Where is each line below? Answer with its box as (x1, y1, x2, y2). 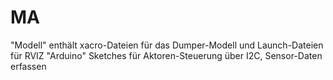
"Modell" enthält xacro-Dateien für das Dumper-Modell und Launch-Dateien (10, 39, 324, 51)
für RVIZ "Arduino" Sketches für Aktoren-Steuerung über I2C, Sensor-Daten (10, 49, 323, 61)
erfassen (10, 60, 47, 72)
